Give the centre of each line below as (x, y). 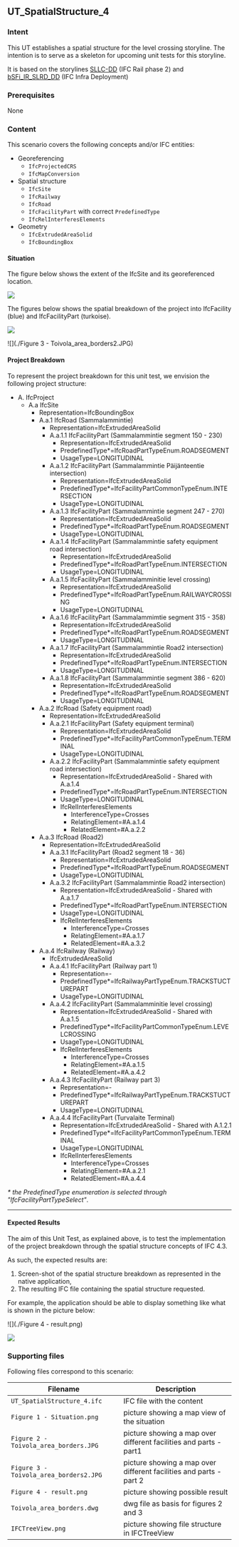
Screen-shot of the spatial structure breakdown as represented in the (119, 1274)
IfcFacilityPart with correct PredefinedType (94, 212)
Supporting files (36, 1356)
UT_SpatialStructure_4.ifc (57, 1401)
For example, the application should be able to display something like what (117, 1302)
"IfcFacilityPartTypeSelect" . (48, 1199)
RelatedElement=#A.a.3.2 (108, 943)
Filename (64, 1389)
